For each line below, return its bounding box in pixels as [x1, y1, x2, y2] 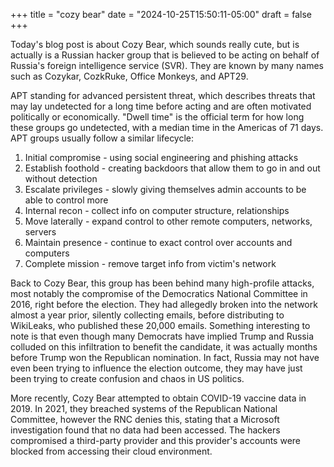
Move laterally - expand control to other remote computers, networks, [24, 215, 313, 227]
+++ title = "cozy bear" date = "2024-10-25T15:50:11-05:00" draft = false [10, 9, 312, 20]
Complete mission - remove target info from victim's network [24, 258, 277, 269]
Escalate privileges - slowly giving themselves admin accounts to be [24, 184, 307, 195]
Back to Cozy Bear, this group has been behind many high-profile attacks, [10, 277, 315, 289]
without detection [24, 173, 98, 184]
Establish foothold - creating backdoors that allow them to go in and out [24, 162, 321, 174]
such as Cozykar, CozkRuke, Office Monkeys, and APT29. [10, 70, 249, 82]
